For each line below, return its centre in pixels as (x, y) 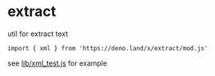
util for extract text (38, 34)
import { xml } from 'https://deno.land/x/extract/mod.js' (108, 48)
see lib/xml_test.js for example (58, 63)
